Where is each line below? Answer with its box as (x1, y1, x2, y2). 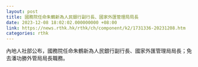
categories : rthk (6, 31, 49, 36)
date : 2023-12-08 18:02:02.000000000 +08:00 (6, 19, 117, 25)
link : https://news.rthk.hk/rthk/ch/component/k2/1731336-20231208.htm (6, 25, 186, 31)
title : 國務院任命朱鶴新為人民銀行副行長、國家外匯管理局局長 (6, 14, 139, 20)
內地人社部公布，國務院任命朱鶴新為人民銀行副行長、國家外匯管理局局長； (6, 48, 187, 55)
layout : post (6, 8, 38, 15)
